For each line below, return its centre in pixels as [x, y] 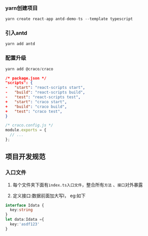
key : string [21, 210]
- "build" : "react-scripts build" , [45, 92]
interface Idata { [25, 205]
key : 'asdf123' [25, 224]
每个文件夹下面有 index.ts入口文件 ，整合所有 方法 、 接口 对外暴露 [78, 184]
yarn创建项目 [22, 8]
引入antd [16, 33]
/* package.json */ [26, 78]
